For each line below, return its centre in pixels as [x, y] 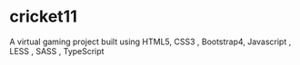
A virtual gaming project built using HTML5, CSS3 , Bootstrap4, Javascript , [150, 42]
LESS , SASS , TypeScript [57, 51]
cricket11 [43, 17]
